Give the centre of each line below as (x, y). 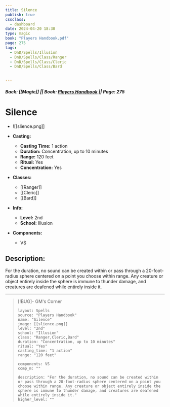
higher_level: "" (36, 400)
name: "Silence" (35, 320)
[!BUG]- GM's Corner (40, 301)
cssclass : (16, 19)
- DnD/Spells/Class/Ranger (38, 57)
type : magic (18, 33)
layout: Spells (34, 311)
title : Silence (21, 10)
